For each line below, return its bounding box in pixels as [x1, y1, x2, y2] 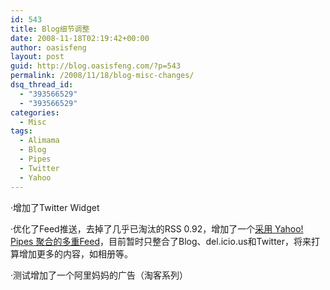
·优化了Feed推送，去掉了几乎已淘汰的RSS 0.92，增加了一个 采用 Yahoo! [10, 222, 304, 235]
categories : [10, 107, 60, 118]
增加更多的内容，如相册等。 [18, 247, 133, 260]
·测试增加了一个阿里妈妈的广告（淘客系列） [10, 269, 189, 281]
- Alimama [19, 136, 60, 146]
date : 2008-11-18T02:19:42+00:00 [10, 33, 150, 43]
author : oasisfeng [10, 42, 87, 53]
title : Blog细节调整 [10, 24, 90, 34]
